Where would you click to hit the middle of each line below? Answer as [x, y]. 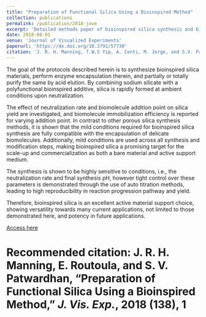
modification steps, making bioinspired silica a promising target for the [95, 146]
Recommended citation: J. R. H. [88, 252]
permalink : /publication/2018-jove [52, 23]
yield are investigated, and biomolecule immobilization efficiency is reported [102, 113]
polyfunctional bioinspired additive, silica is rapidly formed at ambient [94, 89]
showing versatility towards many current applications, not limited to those [100, 209]
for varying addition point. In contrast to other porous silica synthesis [93, 120]
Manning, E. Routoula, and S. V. [87, 265]
